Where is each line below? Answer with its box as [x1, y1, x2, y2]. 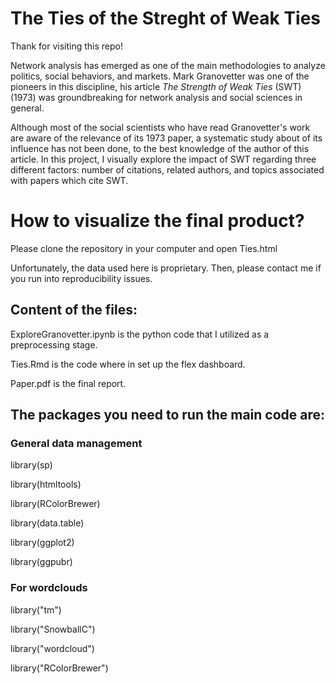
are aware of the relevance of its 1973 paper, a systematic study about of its [10, 132, 323, 144]
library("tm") [10, 603, 62, 616]
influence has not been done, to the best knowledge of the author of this [10, 142, 310, 154]
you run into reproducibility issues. [10, 272, 153, 284]
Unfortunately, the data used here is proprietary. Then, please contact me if [10, 262, 322, 274]
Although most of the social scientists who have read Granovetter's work [10, 121, 311, 133]
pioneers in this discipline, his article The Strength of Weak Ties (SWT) [10, 80, 302, 92]
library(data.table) [10, 517, 85, 529]
